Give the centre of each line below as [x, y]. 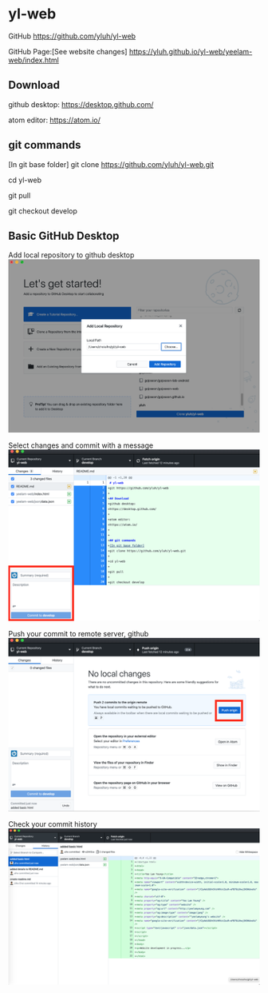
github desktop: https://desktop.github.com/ [81, 104]
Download [34, 85]
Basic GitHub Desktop [64, 235]
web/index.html [34, 60]
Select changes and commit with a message [81, 445]
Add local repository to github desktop [71, 255]
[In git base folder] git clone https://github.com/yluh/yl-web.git [111, 164]
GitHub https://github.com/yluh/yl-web [72, 36]
